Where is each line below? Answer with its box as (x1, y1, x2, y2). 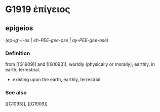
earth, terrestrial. (5, 67, 41, 73)
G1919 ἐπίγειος (5, 4, 70, 15)
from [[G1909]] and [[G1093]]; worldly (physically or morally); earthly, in (5, 61, 155, 67)
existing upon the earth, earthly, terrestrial (12, 77, 101, 83)
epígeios (5, 24, 33, 32)
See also (5, 89, 27, 96)
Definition (5, 50, 30, 57)
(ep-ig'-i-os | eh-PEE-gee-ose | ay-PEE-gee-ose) (5, 37, 109, 43)
